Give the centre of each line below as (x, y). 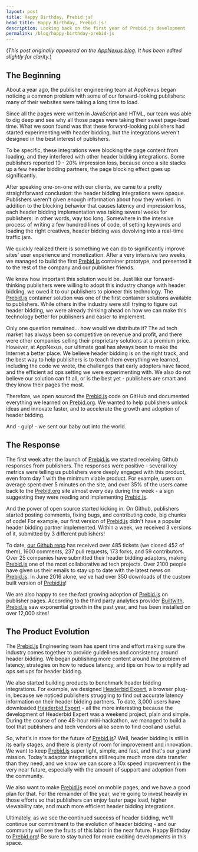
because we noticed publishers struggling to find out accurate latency (98, 695)
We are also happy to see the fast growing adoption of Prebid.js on (87, 594)
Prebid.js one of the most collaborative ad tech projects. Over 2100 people (96, 564)
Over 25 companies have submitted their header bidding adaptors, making (96, 557)
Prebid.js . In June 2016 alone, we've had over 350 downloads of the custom (98, 576)
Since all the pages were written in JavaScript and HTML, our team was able (99, 114)
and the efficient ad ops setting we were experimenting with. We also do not (99, 372)
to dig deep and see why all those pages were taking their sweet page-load (98, 120)
